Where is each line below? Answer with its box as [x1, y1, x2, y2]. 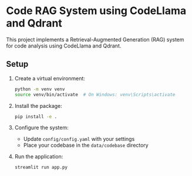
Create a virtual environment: [14, 75, 85, 82]
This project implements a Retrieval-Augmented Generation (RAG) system [6, 36, 184, 43]
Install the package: [14, 102, 63, 109]
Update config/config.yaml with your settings [23, 136, 135, 143]
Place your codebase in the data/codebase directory [23, 142, 149, 149]
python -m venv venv [14, 86, 65, 92]
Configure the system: [14, 124, 69, 131]
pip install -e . [14, 113, 58, 120]
